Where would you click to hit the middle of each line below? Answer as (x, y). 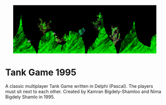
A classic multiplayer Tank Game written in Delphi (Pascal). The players (79, 86)
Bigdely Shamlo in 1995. (30, 97)
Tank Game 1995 (41, 72)
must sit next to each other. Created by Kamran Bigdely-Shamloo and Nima (83, 92)
